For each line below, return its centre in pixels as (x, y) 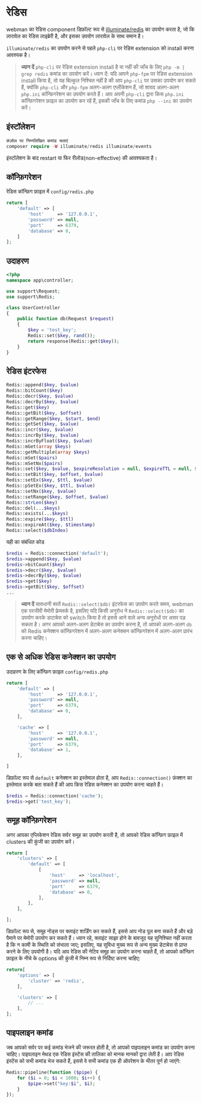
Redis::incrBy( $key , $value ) (43, 436)
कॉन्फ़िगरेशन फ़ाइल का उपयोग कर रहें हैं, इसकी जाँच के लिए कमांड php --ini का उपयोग (106, 100)
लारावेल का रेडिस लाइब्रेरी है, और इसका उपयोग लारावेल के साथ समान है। (75, 36)
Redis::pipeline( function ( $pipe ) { (52, 1072)
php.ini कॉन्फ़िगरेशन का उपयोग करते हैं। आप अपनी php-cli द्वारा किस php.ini (103, 94)
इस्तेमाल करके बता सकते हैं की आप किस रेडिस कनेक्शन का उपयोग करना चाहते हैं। (85, 784)
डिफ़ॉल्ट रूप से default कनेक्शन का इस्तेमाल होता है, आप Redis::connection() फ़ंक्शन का (99, 778)
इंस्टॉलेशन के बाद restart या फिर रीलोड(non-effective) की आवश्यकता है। (82, 158)
